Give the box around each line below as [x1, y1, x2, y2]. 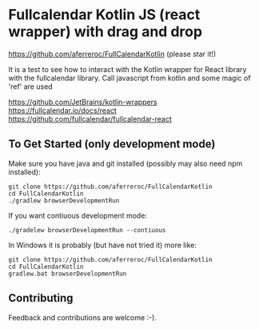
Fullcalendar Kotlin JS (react [8, 6, 201, 24]
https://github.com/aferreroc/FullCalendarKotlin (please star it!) [8, 49, 217, 58]
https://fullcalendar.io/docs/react [8, 106, 118, 115]
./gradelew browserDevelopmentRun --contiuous [8, 226, 166, 234]
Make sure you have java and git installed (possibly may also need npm [8, 158, 243, 168]
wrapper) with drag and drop [8, 22, 202, 41]
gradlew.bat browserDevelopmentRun [8, 270, 127, 278]
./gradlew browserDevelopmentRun [8, 196, 120, 205]
